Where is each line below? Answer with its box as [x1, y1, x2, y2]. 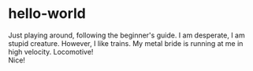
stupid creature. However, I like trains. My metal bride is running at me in [8, 38, 244, 48]
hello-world [8, 5, 87, 23]
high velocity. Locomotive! [8, 47, 94, 56]
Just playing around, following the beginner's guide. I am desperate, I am [8, 30, 246, 40]
